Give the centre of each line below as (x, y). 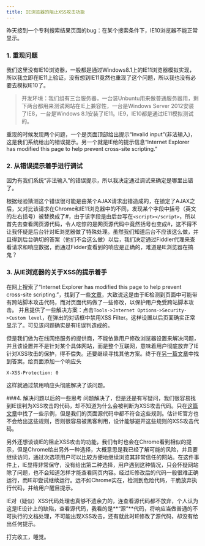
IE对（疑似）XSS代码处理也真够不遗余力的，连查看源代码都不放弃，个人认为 (102, 501)
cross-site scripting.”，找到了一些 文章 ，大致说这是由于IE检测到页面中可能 (99, 294)
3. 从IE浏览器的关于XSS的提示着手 (57, 272)
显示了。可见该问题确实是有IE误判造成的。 (60, 325)
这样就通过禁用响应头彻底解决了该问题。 (57, 385)
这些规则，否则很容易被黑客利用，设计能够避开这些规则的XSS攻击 (110, 421)
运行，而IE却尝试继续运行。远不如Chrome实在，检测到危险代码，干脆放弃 (99, 480)
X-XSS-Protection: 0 (33, 373)
